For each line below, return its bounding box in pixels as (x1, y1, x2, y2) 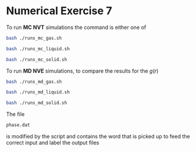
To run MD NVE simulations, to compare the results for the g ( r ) (6, 67, 159, 75)
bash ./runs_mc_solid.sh (6, 56, 67, 63)
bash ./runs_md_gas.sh (6, 79, 62, 85)
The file (6, 111, 25, 118)
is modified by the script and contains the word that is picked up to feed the (6, 133, 190, 140)
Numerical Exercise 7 (6, 4, 112, 18)
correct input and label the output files (6, 139, 99, 146)
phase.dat (6, 122, 31, 128)
